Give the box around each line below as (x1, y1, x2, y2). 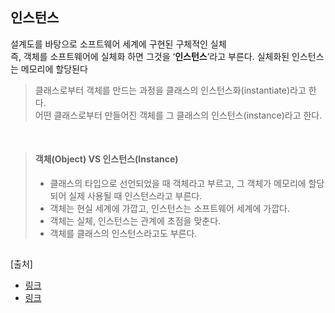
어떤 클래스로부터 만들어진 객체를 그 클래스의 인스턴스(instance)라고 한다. (34, 109, 323, 121)
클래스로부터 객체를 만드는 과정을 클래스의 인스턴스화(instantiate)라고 (34, 84, 307, 96)
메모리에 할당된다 (20, 63, 88, 75)
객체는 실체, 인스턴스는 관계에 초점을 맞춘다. (49, 215, 222, 227)
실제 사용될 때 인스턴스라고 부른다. (68, 190, 203, 202)
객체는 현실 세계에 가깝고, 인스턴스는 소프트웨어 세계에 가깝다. (49, 203, 290, 215)
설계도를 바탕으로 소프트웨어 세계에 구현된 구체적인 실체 (10, 38, 227, 50)
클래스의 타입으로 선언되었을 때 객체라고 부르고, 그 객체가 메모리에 (49, 178, 307, 190)
